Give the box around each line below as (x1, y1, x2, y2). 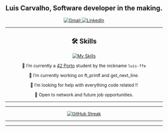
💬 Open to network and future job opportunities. (34, 91, 133, 97)
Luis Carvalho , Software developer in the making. (5, 4, 162, 12)
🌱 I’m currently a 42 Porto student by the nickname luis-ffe (21, 62, 146, 68)
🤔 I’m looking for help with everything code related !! (30, 82, 138, 88)
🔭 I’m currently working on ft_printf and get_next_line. (29, 72, 139, 78)
